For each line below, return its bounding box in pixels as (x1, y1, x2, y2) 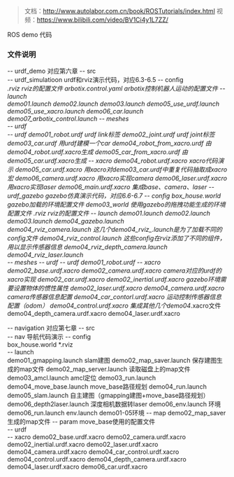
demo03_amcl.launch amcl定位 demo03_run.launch (7, 374, 156, 382)
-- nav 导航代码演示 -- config (7, 333, 92, 341)
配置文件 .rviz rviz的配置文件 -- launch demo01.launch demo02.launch (7, 209, 211, 218)
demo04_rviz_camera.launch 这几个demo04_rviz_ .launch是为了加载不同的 (7, 226, 223, 234)
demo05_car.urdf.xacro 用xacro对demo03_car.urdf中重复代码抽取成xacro (15, 165, 228, 174)
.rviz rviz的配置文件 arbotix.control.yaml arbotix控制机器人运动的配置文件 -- (7, 84, 226, 93)
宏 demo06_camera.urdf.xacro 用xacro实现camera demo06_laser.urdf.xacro (7, 174, 228, 183)
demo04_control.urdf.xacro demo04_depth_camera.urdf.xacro (7, 455, 187, 464)
